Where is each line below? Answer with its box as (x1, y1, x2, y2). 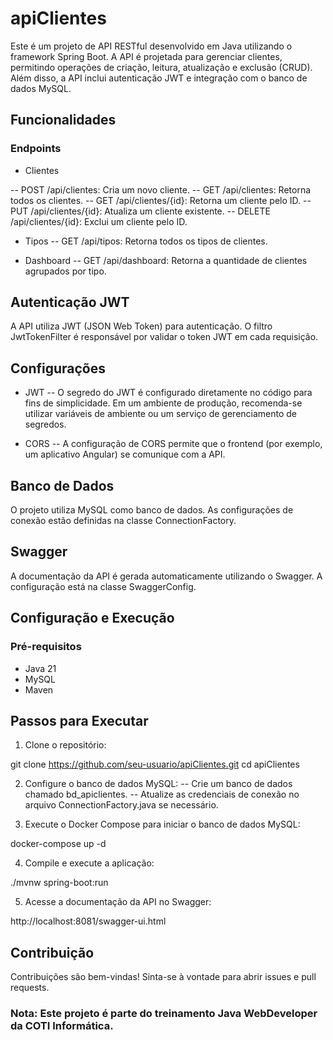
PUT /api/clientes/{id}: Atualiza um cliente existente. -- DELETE (10, 205, 271, 217)
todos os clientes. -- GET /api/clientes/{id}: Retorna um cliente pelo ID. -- (10, 194, 312, 206)
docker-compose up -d (10, 838, 107, 850)
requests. (10, 982, 50, 994)
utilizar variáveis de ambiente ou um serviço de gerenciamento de (24, 408, 298, 420)
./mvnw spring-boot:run (10, 877, 109, 889)
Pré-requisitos (10, 640, 82, 654)
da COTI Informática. (10, 1019, 114, 1033)
